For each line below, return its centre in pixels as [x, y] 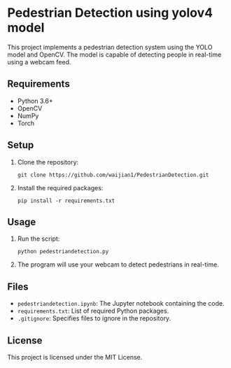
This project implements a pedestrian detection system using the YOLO [110, 47]
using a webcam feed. [39, 62]
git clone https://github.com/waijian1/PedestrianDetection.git [113, 175]
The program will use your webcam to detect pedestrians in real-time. [118, 264]
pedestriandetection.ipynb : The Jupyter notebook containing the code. [121, 304]
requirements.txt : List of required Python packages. [93, 311]
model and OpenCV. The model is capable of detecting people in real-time [114, 55]
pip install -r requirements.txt [66, 201]
